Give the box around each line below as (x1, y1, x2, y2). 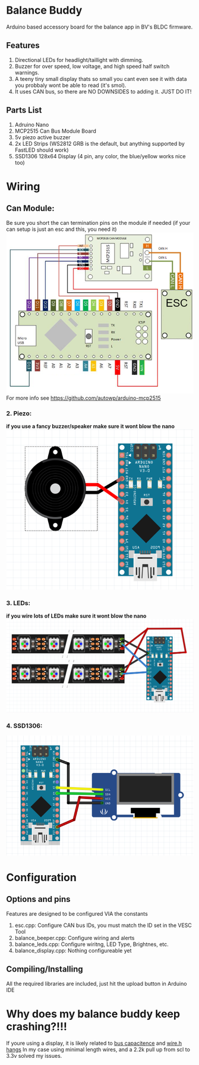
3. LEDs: (6, 599, 31, 607)
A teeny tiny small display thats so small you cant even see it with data (14, 75, 187, 82)
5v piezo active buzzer (14, 133, 71, 140)
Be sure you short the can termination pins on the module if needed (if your (6, 219, 191, 226)
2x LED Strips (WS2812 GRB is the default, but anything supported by (14, 140, 185, 147)
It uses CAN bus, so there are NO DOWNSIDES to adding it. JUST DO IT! (14, 87, 192, 95)
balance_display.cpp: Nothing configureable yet (14, 947, 132, 954)
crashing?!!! (6, 1020, 67, 1033)
